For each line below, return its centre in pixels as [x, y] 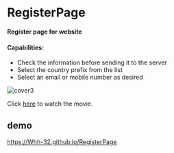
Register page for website [45, 32]
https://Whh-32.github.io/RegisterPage [62, 141]
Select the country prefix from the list [70, 70]
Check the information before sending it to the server [92, 62]
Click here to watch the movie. [50, 104]
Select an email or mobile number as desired [80, 78]
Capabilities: [26, 47]
